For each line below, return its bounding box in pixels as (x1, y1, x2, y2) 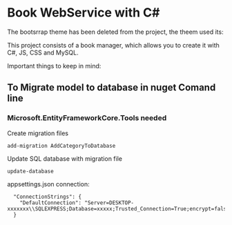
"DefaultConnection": (19, 199, 81, 206)
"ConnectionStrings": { (13, 193, 81, 200)
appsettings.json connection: (7, 179, 90, 188)
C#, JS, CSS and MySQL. (7, 48, 79, 57)
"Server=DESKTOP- (84, 199, 135, 206)
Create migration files (7, 129, 69, 137)
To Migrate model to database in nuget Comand (7, 81, 216, 94)
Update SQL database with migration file (7, 154, 123, 163)
